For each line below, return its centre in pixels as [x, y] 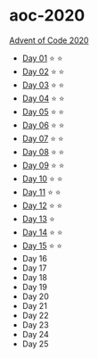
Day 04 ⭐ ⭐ [43, 98]
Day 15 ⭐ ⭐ [42, 246]
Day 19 [34, 287]
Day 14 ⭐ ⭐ [42, 232]
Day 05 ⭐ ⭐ [43, 112]
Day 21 [34, 305]
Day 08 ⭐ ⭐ [43, 152]
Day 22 [35, 315]
